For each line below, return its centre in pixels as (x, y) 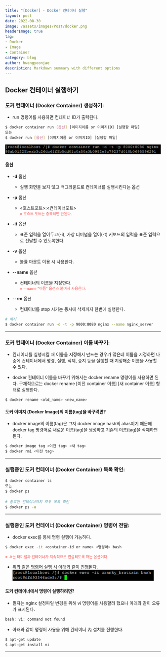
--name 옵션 (25, 272)
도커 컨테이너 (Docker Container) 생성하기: (55, 105)
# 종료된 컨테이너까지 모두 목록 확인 (37, 502)
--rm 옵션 (22, 299)
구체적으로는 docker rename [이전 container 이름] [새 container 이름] (87, 384)
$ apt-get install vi (27, 645)
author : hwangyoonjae (27, 63)
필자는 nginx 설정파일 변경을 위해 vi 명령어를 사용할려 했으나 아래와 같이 (82, 603)
